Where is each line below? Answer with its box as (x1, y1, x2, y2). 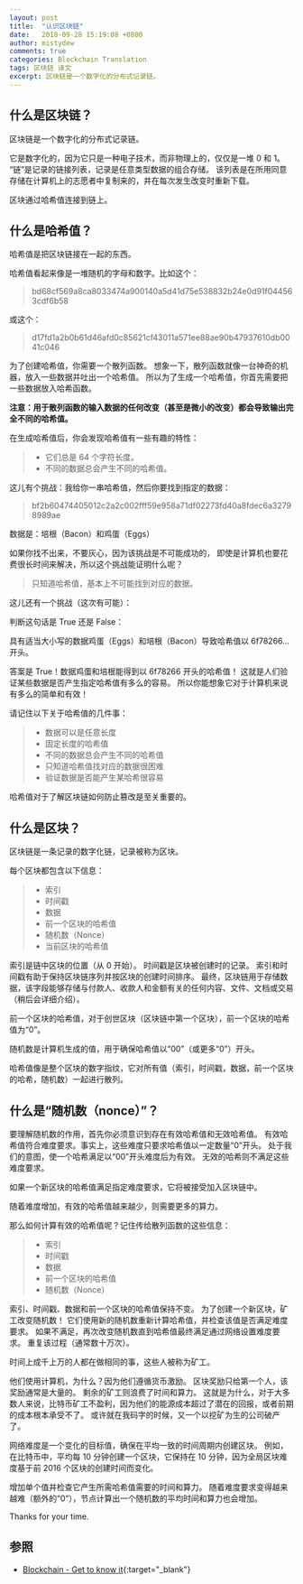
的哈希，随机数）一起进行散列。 (9, 1074, 128, 1085)
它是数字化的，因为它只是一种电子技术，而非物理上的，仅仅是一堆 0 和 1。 (9, 153, 286, 163)
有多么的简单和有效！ (9, 689, 88, 699)
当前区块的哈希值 (44, 940, 109, 952)
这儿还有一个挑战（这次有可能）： (9, 597, 133, 608)
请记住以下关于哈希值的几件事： (9, 708, 128, 718)
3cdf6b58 (31, 295, 69, 307)
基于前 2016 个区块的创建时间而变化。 (16, 1463, 159, 1473)
